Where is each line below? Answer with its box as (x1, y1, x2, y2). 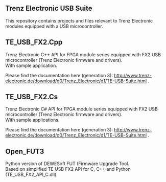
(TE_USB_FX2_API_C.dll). (5, 171, 58, 178)
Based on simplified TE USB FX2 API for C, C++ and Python (5, 166, 131, 172)
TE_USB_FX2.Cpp (5, 38, 63, 47)
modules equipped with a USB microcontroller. (5, 23, 103, 29)
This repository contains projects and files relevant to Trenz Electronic (5, 17, 153, 24)
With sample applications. (5, 117, 60, 123)
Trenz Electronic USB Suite (5, 4, 92, 13)
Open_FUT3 (5, 147, 44, 155)
